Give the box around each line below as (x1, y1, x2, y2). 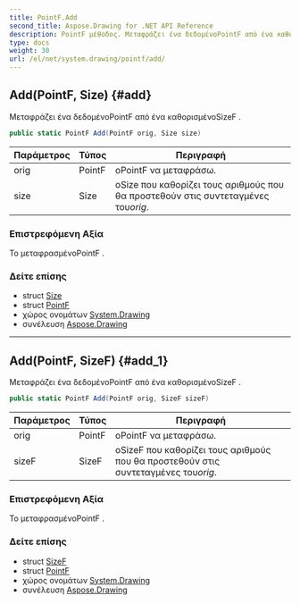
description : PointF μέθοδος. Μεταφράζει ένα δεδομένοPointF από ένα (9, 29, 274, 38)
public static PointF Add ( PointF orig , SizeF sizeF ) (9, 394, 210, 403)
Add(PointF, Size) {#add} (9, 88, 152, 103)
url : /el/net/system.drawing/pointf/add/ (9, 55, 166, 63)
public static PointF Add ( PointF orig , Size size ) (9, 129, 202, 138)
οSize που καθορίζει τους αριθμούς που (114, 178, 284, 190)
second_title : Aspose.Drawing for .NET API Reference (9, 21, 214, 30)
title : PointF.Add (9, 13, 78, 22)
